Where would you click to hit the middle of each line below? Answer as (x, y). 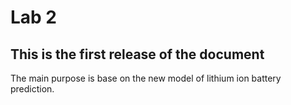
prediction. (32, 89)
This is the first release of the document (137, 54)
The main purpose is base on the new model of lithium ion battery (146, 78)
